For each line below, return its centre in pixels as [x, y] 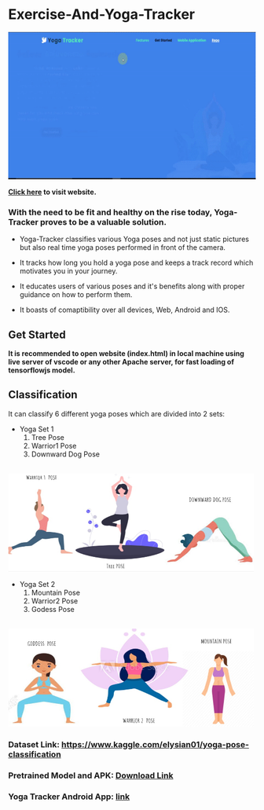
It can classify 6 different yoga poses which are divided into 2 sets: [117, 413]
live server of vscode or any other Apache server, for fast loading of [121, 362]
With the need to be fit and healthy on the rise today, [110, 212]
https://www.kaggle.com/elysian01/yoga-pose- [156, 744]
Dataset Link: [34, 744]
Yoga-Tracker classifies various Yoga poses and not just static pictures [134, 239]
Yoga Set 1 [37, 429]
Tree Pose [48, 437]
